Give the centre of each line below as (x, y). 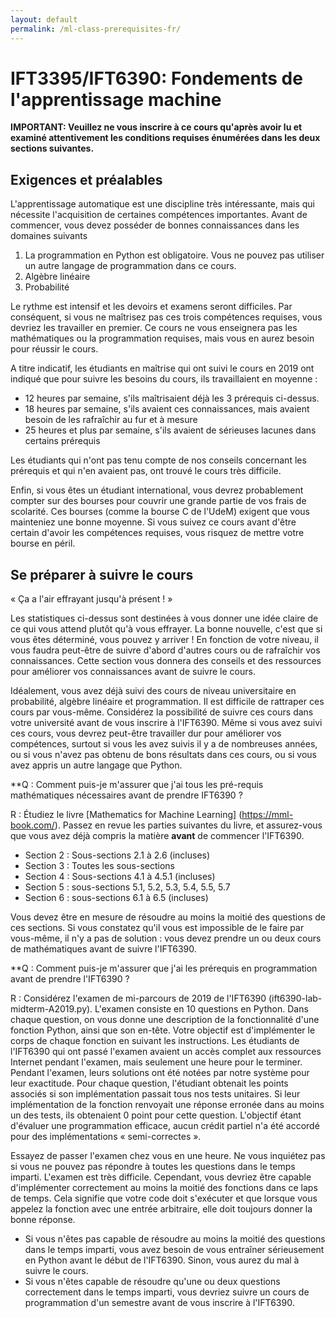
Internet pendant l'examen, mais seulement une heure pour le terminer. (156, 1062)
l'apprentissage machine (116, 99)
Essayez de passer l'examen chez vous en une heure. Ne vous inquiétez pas (168, 1156)
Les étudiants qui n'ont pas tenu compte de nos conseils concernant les (158, 460)
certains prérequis (62, 441)
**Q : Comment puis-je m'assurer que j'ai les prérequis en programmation (164, 968)
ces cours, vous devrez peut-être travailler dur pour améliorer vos (146, 733)
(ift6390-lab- (295, 998)
